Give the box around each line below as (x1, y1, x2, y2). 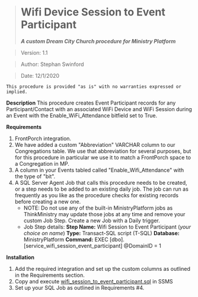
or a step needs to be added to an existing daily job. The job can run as (14, 185, 189, 192)
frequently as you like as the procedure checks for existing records (14, 191, 179, 198)
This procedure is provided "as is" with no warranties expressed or (6, 83, 182, 90)
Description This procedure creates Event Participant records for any (6, 99, 176, 106)
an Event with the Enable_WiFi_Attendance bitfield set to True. (6, 112, 158, 119)
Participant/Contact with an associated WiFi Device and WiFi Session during (6, 105, 193, 112)
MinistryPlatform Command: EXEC (23, 236, 108, 243)
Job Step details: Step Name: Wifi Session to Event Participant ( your (23, 223, 191, 230)
